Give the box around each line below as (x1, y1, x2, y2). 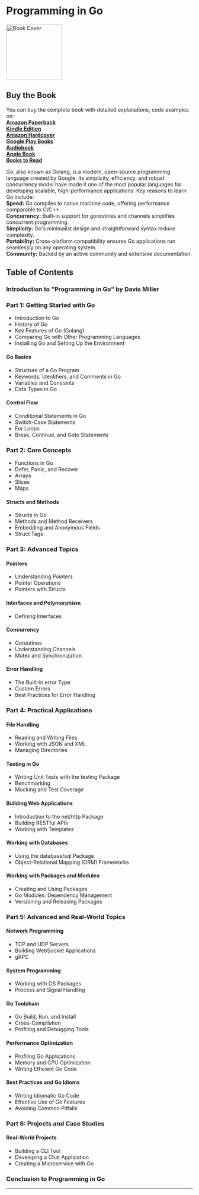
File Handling (6, 721, 40, 728)
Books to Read (6, 156, 43, 164)
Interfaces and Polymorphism (6, 599, 81, 606)
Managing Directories (14, 747, 68, 754)
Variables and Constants (14, 379, 75, 386)
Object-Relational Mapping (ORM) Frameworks (14, 858, 129, 866)
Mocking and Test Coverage (14, 786, 84, 793)
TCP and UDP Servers (14, 941, 69, 948)
